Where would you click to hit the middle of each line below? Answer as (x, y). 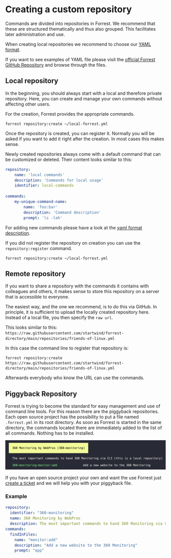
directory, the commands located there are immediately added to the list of (84, 428)
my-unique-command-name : (41, 202)
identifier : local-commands (44, 185)
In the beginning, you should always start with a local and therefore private (83, 93)
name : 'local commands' (40, 175)
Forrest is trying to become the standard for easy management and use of (83, 406)
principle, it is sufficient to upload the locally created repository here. (78, 312)
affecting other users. (28, 104)
